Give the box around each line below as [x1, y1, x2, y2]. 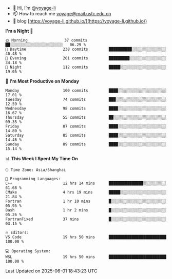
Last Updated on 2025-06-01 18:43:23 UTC [5, 268, 98, 274]
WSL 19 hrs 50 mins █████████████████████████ [5, 254, 167, 260]
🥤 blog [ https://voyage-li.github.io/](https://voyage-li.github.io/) [12, 18, 147, 24]
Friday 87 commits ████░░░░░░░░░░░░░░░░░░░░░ [5, 124, 167, 129]
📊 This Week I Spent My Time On [5, 156, 78, 161]
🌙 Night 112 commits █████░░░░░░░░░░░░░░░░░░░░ [5, 65, 167, 70]
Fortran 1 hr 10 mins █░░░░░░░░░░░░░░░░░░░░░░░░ [5, 199, 167, 204]
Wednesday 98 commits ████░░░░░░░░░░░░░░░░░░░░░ [5, 106, 167, 111]
